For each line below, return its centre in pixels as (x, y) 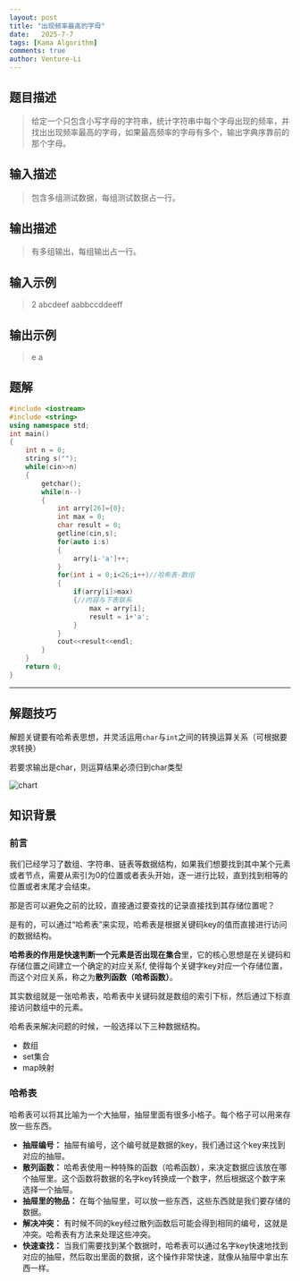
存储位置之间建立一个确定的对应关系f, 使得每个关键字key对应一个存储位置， (148, 966)
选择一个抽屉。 (50, 1189)
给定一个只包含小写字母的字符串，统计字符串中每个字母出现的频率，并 (160, 121)
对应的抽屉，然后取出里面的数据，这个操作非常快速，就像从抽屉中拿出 (151, 1256)
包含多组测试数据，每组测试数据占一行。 (105, 197)
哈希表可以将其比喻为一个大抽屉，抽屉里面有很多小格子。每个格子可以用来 (146, 1114)
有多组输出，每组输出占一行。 (86, 252)
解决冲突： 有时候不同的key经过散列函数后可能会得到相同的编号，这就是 (155, 1223)
